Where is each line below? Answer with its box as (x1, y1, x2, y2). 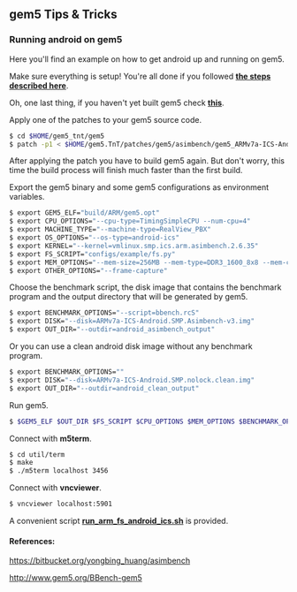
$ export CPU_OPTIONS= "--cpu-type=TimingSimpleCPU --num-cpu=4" (9, 216, 251, 226)
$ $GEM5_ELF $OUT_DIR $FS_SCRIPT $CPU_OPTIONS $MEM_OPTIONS (9, 417, 236, 426)
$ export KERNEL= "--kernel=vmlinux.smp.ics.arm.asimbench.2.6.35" (9, 241, 259, 250)
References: (9, 535, 56, 546)
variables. (9, 192, 45, 202)
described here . (9, 80, 69, 91)
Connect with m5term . (9, 433, 92, 444)
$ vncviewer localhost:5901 (9, 499, 113, 509)
